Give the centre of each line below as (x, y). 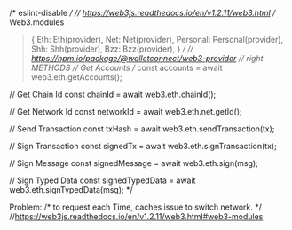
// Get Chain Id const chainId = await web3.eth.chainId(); (113, 94)
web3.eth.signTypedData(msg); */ (71, 190)
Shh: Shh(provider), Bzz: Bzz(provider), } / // (112, 49)
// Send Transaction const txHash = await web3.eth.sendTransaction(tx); (142, 129)
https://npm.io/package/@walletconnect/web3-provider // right (147, 58)
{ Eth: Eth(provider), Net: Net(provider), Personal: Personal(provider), (157, 40)
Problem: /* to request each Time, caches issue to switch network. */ (135, 207)
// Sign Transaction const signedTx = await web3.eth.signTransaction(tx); (143, 146)
